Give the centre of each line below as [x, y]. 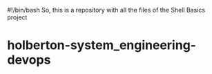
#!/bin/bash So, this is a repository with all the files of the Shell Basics [106, 10]
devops [29, 60]
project [17, 17]
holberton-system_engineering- [102, 45]
